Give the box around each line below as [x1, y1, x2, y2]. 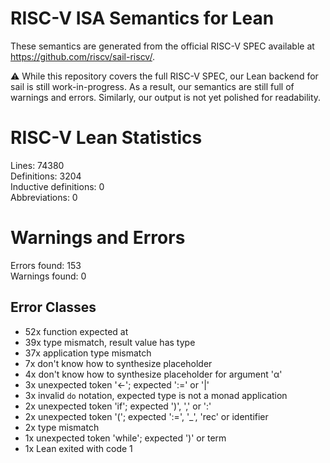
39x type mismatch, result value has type [24, 336, 196, 348]
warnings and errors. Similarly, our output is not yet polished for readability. [10, 91, 322, 103]
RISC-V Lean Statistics [10, 127, 203, 149]
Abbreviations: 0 [10, 191, 78, 203]
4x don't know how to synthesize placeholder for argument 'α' [24, 368, 283, 380]
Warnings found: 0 [10, 270, 87, 282]
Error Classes [10, 299, 97, 316]
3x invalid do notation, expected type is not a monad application [24, 389, 288, 401]
